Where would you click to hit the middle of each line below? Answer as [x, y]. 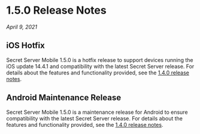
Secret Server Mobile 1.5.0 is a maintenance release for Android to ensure [97, 112]
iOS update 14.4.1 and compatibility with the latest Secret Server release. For [100, 66]
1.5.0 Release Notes [56, 10]
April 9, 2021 [22, 27]
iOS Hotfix [25, 46]
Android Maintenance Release [64, 98]
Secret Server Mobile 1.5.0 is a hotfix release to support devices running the [100, 60]
